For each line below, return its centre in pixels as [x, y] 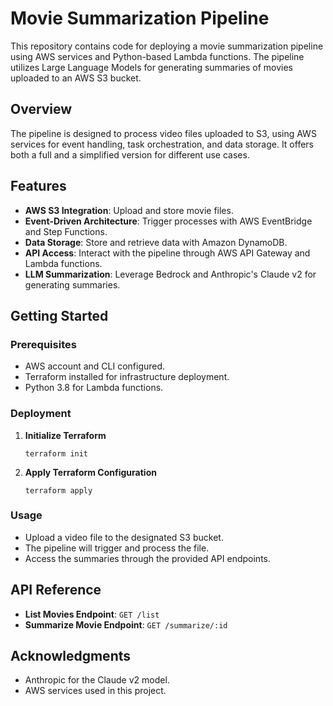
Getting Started [59, 315]
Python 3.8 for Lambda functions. [94, 388]
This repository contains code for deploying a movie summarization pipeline [167, 46]
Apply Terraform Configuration [90, 472]
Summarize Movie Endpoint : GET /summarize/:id [126, 624]
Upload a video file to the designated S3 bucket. [124, 537]
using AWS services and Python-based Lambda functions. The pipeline [157, 56]
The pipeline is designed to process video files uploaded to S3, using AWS [163, 133]
